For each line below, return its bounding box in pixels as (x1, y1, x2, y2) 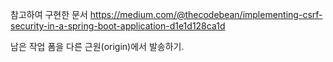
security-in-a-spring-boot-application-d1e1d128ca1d (10, 20, 226, 32)
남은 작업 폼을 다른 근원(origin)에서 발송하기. (10, 41, 185, 52)
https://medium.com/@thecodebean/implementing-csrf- (89, 9, 323, 20)
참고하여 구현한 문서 (10, 9, 88, 20)
